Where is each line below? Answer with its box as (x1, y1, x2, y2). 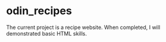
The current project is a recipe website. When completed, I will (6, 24, 161, 31)
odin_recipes (6, 4, 72, 18)
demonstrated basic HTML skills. (6, 30, 87, 37)
